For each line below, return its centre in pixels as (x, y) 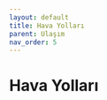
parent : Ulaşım (37, 34)
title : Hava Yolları (47, 26)
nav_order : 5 (33, 42)
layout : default (39, 17)
